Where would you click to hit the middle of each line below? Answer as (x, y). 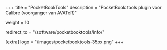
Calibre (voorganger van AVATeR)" (41, 13)
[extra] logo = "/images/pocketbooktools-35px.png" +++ (65, 42)
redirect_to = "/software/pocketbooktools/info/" (55, 32)
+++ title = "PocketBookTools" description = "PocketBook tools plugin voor (83, 7)
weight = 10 (17, 22)
